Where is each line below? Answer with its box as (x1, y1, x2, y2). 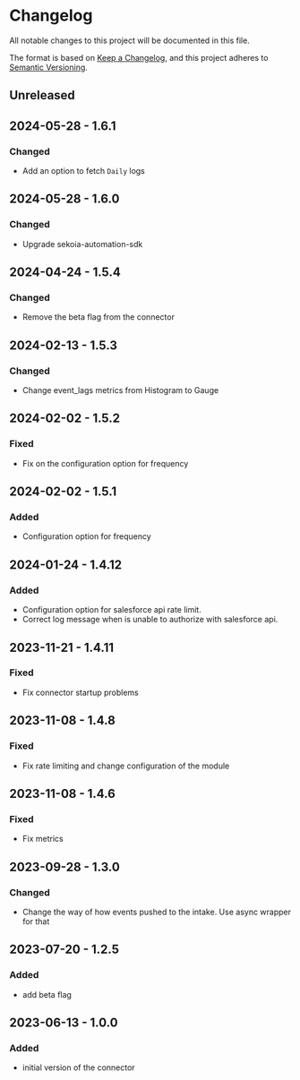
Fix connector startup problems (21, 687, 139, 698)
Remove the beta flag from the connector (21, 312, 175, 322)
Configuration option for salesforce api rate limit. (21, 604, 201, 615)
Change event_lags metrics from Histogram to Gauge (21, 385, 219, 396)
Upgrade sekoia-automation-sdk (21, 238, 143, 249)
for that (21, 915, 50, 927)
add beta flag (21, 989, 72, 999)
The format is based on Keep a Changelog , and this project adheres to (9, 52, 269, 63)
